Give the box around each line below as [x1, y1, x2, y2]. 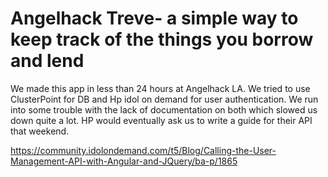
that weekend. [10, 125, 70, 137]
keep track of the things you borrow [10, 28, 314, 51]
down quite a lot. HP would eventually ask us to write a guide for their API [10, 114, 313, 126]
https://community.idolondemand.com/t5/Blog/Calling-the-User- [10, 144, 277, 156]
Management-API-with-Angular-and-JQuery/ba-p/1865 [10, 155, 238, 167]
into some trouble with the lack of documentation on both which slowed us [10, 103, 318, 116]
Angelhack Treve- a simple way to [10, 7, 299, 30]
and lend [10, 50, 85, 72]
